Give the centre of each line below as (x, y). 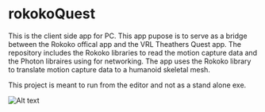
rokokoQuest (52, 14)
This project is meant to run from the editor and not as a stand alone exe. (127, 85)
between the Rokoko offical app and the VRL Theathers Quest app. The (125, 44)
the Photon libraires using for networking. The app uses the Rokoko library (130, 61)
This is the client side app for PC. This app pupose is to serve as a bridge (128, 36)
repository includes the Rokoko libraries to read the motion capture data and (133, 52)
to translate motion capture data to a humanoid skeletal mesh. (109, 69)
